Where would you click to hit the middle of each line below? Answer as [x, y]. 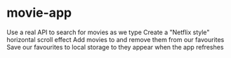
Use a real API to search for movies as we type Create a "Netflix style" [108, 32]
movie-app [39, 13]
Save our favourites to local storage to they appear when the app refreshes [115, 47]
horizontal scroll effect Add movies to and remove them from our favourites [115, 39]
